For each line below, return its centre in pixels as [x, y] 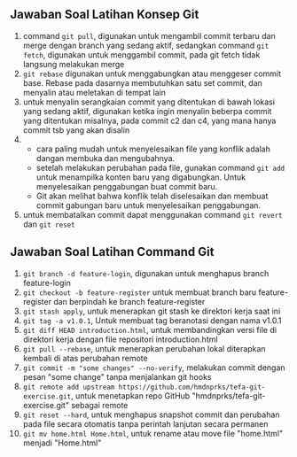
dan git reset [49, 224]
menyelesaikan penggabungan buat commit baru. [127, 186]
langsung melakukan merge [74, 64]
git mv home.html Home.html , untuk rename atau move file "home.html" [153, 433]
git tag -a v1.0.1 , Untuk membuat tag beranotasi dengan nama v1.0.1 [152, 320]
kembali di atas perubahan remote [86, 358]
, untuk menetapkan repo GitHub [130, 395]
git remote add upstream [69, 387]
